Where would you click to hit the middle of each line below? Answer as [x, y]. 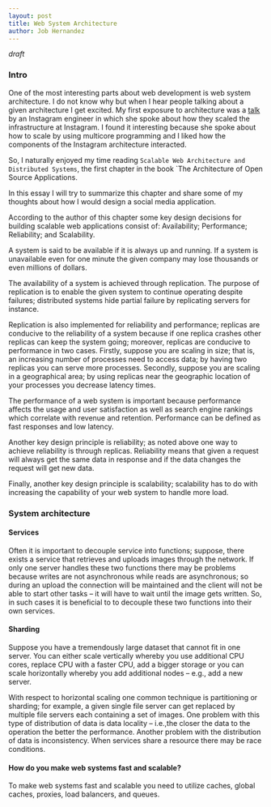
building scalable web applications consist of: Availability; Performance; [128, 226]
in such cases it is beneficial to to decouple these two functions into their [130, 602]
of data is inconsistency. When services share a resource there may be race [135, 741]
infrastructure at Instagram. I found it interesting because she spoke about [132, 127]
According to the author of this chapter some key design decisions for [125, 217]
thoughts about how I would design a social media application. [112, 201]
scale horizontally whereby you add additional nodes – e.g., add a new [126, 673]
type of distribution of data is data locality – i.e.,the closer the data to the [129, 723]
